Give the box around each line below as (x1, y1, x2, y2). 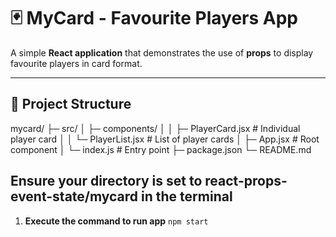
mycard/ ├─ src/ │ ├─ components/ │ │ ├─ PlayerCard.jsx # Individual (10, 122, 301, 134)
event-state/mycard (10, 188, 139, 205)
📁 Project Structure (10, 96, 132, 113)
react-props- (204, 173, 288, 190)
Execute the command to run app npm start (24, 215, 209, 227)
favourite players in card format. (10, 57, 143, 69)
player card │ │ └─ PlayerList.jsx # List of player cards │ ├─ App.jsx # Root (10, 133, 320, 145)
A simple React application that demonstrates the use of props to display (10, 46, 314, 59)
